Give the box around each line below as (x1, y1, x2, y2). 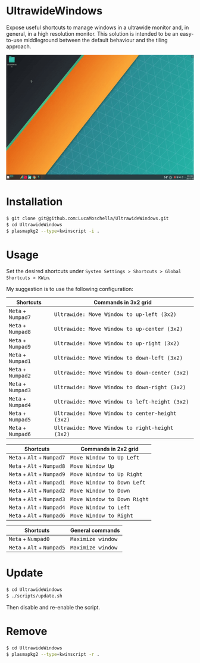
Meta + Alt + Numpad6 (8, 512, 65, 519)
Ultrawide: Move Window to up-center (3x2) (54, 326, 183, 332)
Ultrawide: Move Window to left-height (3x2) (54, 399, 189, 405)
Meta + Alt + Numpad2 (8, 487, 65, 495)
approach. (6, 43, 32, 50)
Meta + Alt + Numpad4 (8, 503, 65, 511)
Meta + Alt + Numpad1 (8, 479, 65, 486)
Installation (6, 195, 63, 209)
